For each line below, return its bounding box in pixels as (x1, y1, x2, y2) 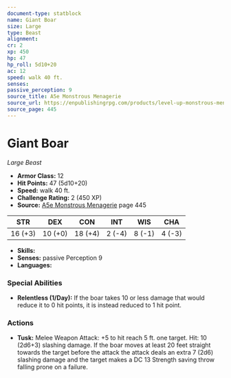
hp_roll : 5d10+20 (7, 61, 57, 68)
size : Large (7, 23, 41, 30)
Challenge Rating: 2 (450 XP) (16, 193, 102, 201)
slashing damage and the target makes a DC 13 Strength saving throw (16, 355, 215, 364)
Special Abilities (7, 278, 63, 287)
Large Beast (7, 158, 42, 166)
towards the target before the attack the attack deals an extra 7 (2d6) (16, 348, 214, 357)
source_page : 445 (7, 106, 57, 113)
